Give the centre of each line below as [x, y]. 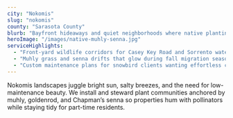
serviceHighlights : [35, 46]
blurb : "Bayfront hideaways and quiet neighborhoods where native [105, 33]
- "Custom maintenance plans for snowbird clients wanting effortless [118, 65]
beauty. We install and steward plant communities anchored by [135, 92]
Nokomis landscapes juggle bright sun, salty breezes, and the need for [108, 85]
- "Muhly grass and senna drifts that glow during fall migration [111, 59]
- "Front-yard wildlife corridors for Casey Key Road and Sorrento [113, 53]
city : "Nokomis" [31, 14]
